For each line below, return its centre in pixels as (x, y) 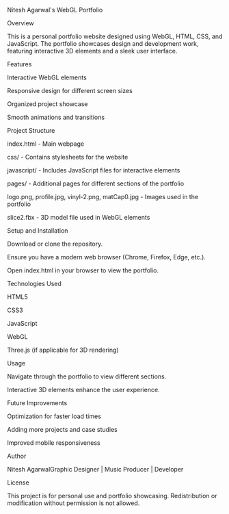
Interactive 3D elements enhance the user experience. (83, 390)
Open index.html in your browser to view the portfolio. (83, 270)
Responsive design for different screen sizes (70, 91)
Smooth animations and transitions (56, 117)
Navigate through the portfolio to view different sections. (87, 376)
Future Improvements (37, 403)
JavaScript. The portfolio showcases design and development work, (103, 43)
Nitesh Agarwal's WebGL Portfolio (55, 10)
